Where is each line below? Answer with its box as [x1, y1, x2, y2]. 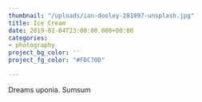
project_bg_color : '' [8, 49, 81, 57]
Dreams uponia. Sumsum [8, 84, 92, 94]
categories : [8, 33, 48, 42]
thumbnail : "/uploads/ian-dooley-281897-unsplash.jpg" [8, 11, 195, 20]
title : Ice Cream [8, 19, 66, 27]
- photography [8, 41, 56, 49]
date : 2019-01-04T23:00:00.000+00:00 [8, 26, 134, 34]
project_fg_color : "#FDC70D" [8, 57, 105, 65]
